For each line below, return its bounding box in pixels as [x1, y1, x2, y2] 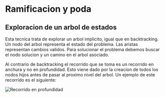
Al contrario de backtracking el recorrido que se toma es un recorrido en [5, 62, 154, 67]
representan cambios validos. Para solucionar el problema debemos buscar [5, 47, 160, 52]
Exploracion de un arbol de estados [5, 23, 117, 32]
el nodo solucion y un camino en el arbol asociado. [5, 52, 109, 58]
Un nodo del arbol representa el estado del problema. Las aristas [5, 41, 138, 47]
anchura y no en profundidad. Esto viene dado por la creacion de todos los [5, 66, 159, 72]
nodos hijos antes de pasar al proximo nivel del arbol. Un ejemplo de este [5, 72, 156, 77]
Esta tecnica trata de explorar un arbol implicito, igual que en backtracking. [5, 36, 159, 42]
